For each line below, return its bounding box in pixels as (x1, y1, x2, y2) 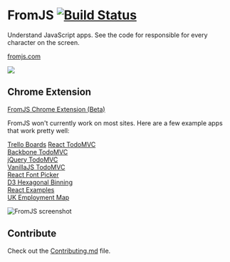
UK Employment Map (7, 193, 70, 201)
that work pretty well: (7, 126, 70, 135)
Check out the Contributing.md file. (7, 246, 111, 255)
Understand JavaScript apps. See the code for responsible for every (7, 31, 208, 39)
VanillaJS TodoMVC (7, 162, 66, 171)
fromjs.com (7, 52, 41, 61)
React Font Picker (7, 170, 59, 179)
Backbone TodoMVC (7, 147, 68, 156)
